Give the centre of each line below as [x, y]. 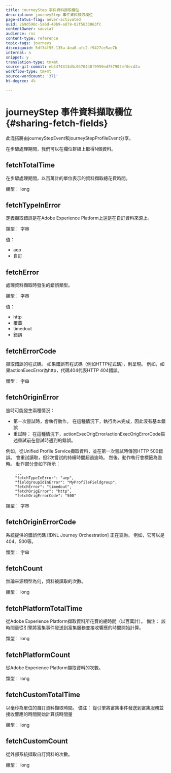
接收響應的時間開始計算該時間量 [39, 714]
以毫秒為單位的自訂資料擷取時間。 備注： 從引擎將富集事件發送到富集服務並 [85, 707]
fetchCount [24, 568]
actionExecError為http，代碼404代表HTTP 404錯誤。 [66, 370]
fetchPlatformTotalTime [44, 608]
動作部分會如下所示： [38, 464]
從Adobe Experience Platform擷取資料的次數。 [55, 668]
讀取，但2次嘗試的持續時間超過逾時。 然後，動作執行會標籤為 [93, 457]
